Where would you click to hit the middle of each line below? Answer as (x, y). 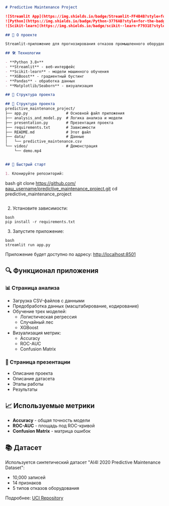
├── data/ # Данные (45, 137)
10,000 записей (29, 478)
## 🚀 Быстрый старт (26, 164)
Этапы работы (28, 384)
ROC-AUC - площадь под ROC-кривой (54, 426)
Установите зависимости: (40, 208)
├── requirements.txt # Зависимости (50, 127)
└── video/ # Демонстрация (52, 146)
